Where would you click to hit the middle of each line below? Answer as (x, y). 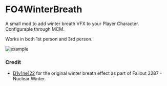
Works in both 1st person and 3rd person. (49, 39)
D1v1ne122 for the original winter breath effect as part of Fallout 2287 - (87, 73)
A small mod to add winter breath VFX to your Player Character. (72, 24)
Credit (13, 62)
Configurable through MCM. (35, 29)
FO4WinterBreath (44, 9)
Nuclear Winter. (29, 79)
